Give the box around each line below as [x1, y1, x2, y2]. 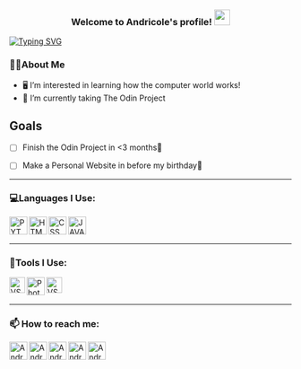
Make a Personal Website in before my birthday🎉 [21, 160, 203, 171]
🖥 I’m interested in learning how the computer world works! [21, 79, 241, 90]
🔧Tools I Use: [9, 256, 67, 268]
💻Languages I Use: [9, 192, 96, 205]
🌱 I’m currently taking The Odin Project [21, 92, 166, 103]
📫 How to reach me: [9, 318, 100, 330]
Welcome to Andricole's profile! [71, 15, 212, 28]
